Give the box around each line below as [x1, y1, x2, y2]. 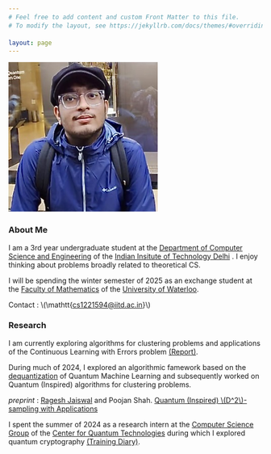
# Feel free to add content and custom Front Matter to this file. [8, 13, 240, 21]
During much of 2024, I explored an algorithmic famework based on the [8, 362, 247, 372]
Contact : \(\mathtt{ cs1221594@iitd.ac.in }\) [8, 300, 151, 309]
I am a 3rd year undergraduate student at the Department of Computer [8, 242, 244, 252]
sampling [8, 404, 39, 414]
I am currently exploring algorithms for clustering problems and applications [8, 338, 261, 347]
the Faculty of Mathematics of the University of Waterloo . [8, 284, 199, 294]
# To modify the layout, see [8, 21, 106, 30]
